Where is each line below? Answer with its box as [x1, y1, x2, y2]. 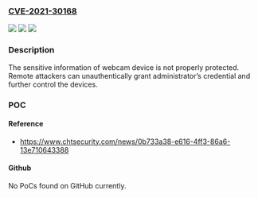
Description [8, 45, 55, 56]
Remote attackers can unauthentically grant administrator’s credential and [8, 71, 251, 80]
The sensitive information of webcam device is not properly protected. [8, 62, 240, 72]
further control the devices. [8, 80, 98, 89]
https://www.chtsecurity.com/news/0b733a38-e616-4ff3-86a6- [19, 137, 231, 146]
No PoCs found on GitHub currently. [8, 181, 127, 190]
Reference [8, 119, 44, 129]
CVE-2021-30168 [8, 6, 77, 17]
